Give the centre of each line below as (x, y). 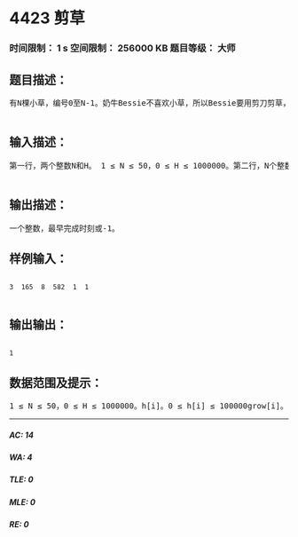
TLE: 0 (21, 479)
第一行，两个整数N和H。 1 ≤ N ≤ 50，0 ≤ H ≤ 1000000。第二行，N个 (143, 166)
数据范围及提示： (56, 383)
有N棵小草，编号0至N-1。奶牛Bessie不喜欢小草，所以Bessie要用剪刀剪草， (150, 103)
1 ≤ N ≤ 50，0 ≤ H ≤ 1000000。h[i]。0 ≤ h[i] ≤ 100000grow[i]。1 (151, 406)
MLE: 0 (22, 501)
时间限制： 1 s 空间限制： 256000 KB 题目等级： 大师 (123, 48)
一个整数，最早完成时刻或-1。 (64, 228)
